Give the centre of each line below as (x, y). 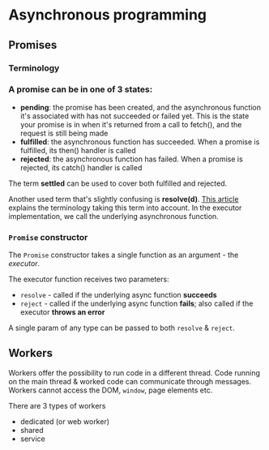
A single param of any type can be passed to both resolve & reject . (122, 328)
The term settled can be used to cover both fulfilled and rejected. (118, 183)
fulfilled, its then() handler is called (78, 150)
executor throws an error (62, 312)
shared (32, 430)
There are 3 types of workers (57, 405)
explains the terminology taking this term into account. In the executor (125, 208)
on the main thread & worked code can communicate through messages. (130, 381)
